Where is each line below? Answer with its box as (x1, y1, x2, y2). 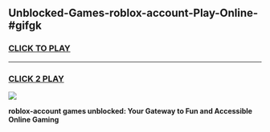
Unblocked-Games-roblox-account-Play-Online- (8, 6, 259, 20)
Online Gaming (8, 114, 59, 124)
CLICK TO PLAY (8, 43, 71, 54)
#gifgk (8, 19, 42, 33)
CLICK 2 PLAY (8, 73, 64, 84)
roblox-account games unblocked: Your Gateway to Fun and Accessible (8, 106, 253, 115)
